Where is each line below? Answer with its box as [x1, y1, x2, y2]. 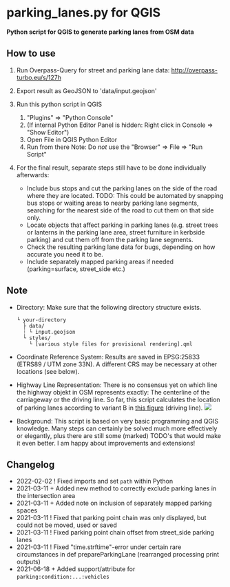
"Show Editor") [26, 128, 70, 136]
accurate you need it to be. [26, 250, 104, 258]
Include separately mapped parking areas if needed [26, 257, 174, 266]
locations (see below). [16, 367, 80, 375]
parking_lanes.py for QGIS [6, 5, 161, 21]
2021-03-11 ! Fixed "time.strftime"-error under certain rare [16, 543, 182, 551]
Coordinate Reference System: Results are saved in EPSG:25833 [16, 352, 200, 361]
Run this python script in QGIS [16, 100, 103, 108]
